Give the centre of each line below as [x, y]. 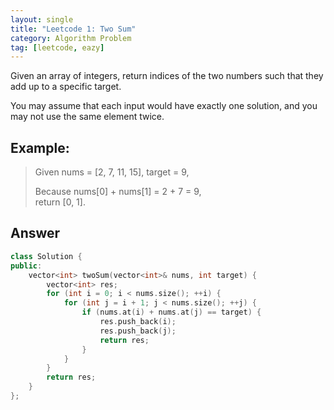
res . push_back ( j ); [138, 331]
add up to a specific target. [66, 87]
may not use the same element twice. [87, 117]
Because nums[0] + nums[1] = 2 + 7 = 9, [118, 192]
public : [26, 266]
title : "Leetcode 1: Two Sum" [73, 29]
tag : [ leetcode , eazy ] [57, 47]
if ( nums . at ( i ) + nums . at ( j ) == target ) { [171, 312]
